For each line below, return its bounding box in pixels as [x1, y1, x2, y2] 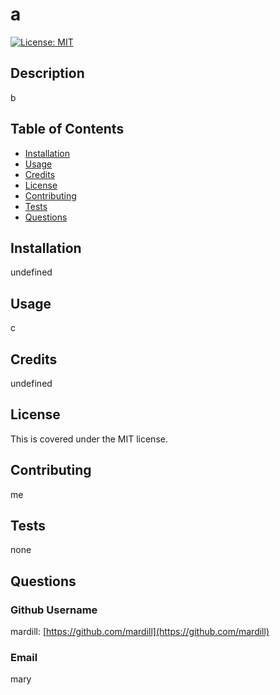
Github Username [10, 603, 98, 617]
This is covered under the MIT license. [10, 433, 168, 445]
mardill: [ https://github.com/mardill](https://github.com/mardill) [10, 626, 270, 638]
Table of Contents [10, 121, 125, 138]
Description [10, 65, 85, 82]
